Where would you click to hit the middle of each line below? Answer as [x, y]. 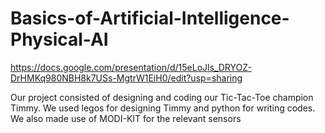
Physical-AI [59, 39]
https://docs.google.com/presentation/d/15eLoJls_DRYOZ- [131, 67]
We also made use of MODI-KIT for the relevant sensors [126, 118]
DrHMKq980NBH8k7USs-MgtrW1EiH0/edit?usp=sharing [126, 78]
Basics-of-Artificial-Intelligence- [150, 18]
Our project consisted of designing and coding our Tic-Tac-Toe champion [162, 97]
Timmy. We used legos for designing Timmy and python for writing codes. [163, 108]
